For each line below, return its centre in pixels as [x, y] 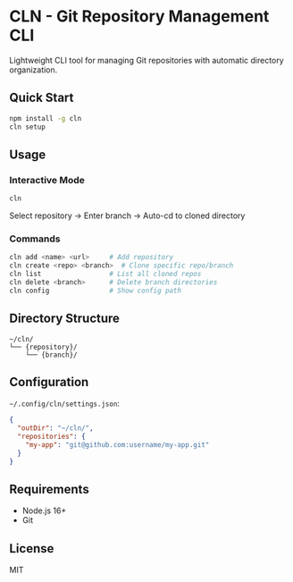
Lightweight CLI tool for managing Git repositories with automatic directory [146, 60]
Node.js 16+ [44, 510]
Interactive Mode [47, 180]
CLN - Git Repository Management [139, 17]
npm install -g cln [46, 118]
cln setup [28, 127]
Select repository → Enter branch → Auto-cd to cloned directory [127, 215]
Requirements [49, 489]
